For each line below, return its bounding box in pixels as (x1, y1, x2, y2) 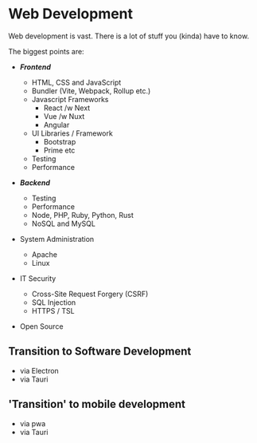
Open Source (19, 321, 64, 331)
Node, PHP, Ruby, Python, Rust (31, 210, 134, 220)
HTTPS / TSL (31, 306, 75, 315)
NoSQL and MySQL (31, 219, 95, 228)
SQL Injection (31, 297, 76, 307)
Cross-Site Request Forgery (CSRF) (31, 289, 149, 299)
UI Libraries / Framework (31, 129, 113, 138)
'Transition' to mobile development (8, 398, 185, 411)
